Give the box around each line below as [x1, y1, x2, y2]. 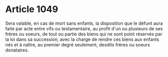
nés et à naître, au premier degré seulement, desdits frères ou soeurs [5, 41, 150, 47]
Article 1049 [5, 4, 58, 15]
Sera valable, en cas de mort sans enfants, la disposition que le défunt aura [5, 20, 163, 26]
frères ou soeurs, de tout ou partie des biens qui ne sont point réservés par [5, 31, 162, 37]
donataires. [5, 47, 29, 53]
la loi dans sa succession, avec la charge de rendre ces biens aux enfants [5, 36, 159, 42]
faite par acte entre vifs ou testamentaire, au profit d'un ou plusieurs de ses [5, 25, 163, 31]
